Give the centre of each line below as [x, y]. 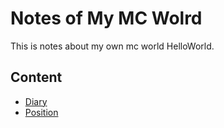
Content [36, 77]
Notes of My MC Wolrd [106, 18]
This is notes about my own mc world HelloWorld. [112, 46]
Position [41, 112]
